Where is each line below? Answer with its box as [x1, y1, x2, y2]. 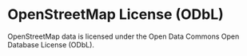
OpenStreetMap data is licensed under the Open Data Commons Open [7, 32, 240, 41]
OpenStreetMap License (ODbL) [7, 6, 225, 24]
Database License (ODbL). [7, 39, 95, 49]
